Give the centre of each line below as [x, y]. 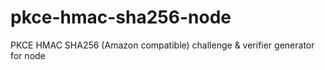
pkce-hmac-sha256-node [121, 17]
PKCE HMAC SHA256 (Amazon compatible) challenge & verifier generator [162, 45]
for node [28, 55]
